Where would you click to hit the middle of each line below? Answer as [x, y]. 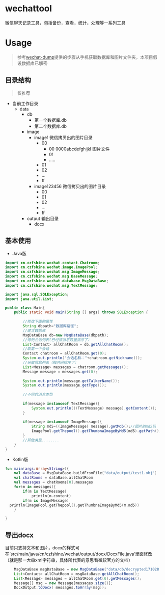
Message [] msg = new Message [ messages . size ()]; [63, 583]
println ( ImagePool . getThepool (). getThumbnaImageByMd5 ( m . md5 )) [74, 505]
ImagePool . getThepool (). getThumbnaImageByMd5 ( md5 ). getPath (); [96, 431]
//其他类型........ [41, 440]
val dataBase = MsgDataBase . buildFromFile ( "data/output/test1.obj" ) [85, 473]
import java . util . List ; [29, 299]
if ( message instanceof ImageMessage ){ [62, 422]
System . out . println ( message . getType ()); [65, 385]
